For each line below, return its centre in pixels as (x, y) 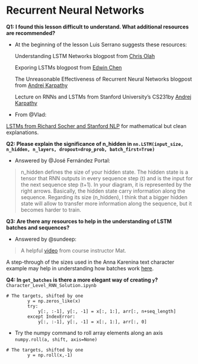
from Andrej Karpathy (41, 85)
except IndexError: (52, 317)
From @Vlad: (31, 114)
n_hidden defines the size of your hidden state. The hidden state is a (104, 172)
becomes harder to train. (51, 210)
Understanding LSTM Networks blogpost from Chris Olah (85, 56)
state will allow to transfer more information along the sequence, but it (106, 203)
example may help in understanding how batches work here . (80, 268)
